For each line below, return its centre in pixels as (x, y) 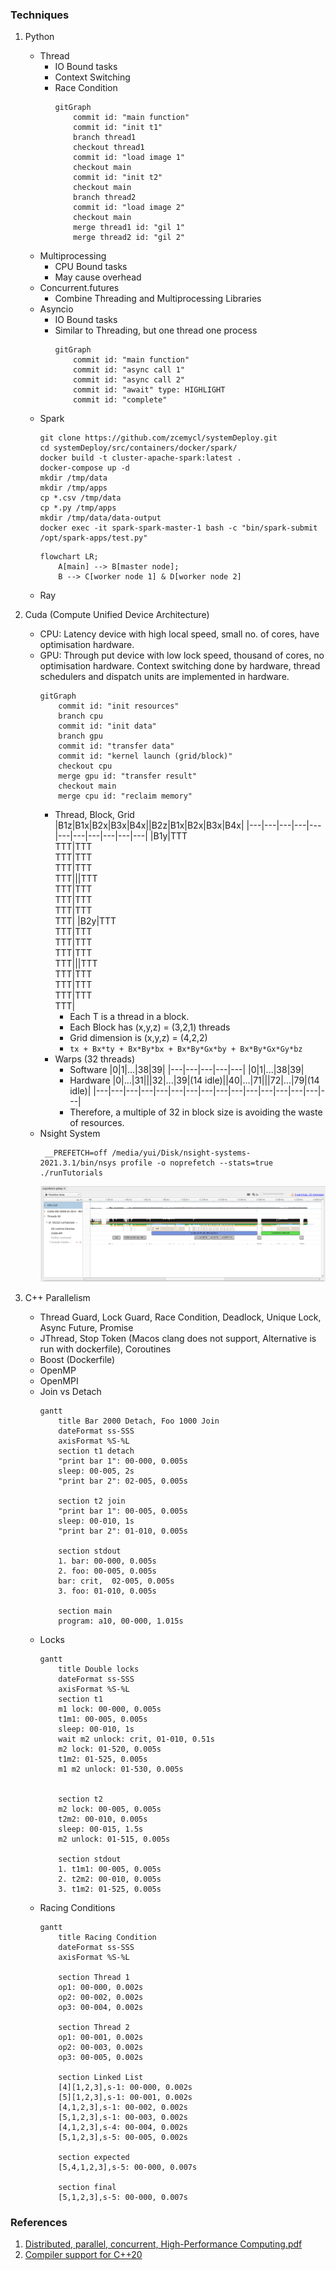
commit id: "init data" (107, 726)
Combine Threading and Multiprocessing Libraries (158, 299)
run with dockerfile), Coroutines (105, 1349)
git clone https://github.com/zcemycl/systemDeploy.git (158, 438)
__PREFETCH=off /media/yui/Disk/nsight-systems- (148, 1153)
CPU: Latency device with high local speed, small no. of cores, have (179, 634)
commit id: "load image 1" (129, 158)
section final (87, 2187)
